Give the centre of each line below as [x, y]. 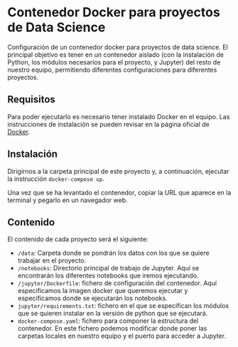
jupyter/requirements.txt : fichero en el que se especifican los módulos [123, 306]
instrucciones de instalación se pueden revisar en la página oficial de [108, 124]
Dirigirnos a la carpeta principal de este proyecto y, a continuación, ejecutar [118, 171]
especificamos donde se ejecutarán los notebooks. [93, 298]
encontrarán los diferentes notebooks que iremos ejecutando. [108, 276]
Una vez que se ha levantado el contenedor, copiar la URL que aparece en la [119, 192]
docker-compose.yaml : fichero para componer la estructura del [108, 321]
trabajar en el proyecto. [52, 260]
